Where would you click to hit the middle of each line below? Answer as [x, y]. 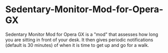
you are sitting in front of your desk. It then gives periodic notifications [79, 40]
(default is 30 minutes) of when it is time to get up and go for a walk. [77, 45]
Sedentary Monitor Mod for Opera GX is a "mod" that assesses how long [82, 34]
